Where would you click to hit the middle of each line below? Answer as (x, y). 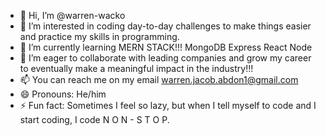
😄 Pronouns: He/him (63, 94)
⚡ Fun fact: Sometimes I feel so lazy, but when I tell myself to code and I (168, 105)
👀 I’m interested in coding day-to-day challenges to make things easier (165, 26)
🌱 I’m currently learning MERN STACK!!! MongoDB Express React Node (166, 47)
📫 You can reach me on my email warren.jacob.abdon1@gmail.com (159, 79)
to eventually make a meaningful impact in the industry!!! (136, 68)
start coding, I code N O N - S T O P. (94, 119)
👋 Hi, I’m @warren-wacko (72, 15)
